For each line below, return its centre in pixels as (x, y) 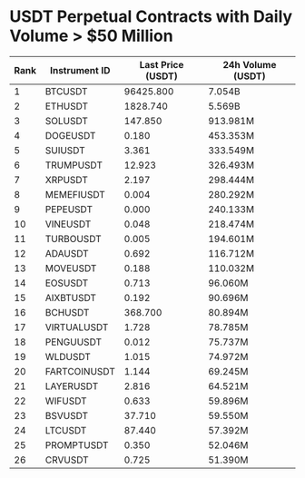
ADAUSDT (67, 253)
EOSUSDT (67, 283)
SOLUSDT (67, 121)
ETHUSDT (67, 106)
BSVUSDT (67, 415)
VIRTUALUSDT (77, 327)
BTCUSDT (66, 91)
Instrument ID (80, 70)
